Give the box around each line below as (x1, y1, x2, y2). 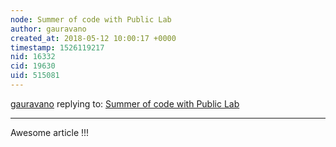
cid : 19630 (10, 61, 56, 71)
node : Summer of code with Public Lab (10, 14, 172, 25)
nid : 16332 (10, 52, 56, 62)
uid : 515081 (10, 71, 60, 81)
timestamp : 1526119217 (10, 42, 105, 53)
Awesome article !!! (10, 126, 90, 138)
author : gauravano (10, 24, 87, 34)
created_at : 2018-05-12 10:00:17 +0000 (10, 33, 177, 43)
